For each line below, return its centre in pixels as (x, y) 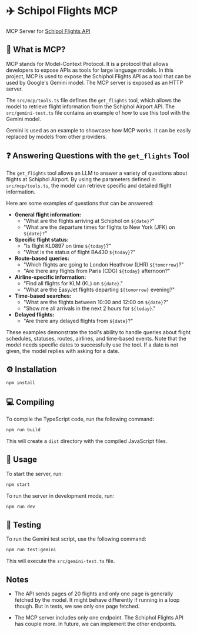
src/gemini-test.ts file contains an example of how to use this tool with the (98, 112)
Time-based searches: (43, 296)
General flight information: (48, 214)
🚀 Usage (21, 460)
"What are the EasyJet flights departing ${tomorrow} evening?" (99, 289)
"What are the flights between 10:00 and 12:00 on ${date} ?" (96, 302)
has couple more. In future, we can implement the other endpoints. (95, 624)
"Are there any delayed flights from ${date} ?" (78, 321)
